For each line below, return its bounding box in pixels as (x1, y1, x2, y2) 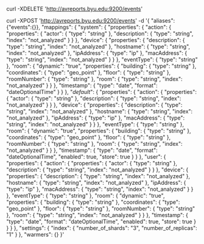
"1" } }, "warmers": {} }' (6, 231, 65, 238)
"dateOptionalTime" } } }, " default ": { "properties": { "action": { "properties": (6, 88, 197, 95)
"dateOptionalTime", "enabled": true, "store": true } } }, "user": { (6, 153, 166, 160)
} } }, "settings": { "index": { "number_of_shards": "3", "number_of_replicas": (6, 224, 198, 231)
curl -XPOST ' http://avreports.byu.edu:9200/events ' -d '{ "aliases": (6, 17, 175, 24)
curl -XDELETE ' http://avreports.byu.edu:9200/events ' (6, 5, 143, 12)
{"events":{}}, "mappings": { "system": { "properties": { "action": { (6, 24, 172, 30)
